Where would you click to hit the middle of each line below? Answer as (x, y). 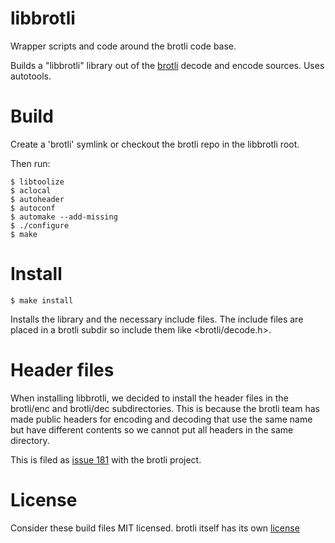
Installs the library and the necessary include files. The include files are (157, 319)
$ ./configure (40, 225)
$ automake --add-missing (64, 217)
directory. (30, 440)
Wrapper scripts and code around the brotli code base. (123, 46)
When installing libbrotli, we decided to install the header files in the (149, 398)
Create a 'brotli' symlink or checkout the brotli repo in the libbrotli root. (155, 144)
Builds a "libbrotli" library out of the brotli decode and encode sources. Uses (167, 65)
